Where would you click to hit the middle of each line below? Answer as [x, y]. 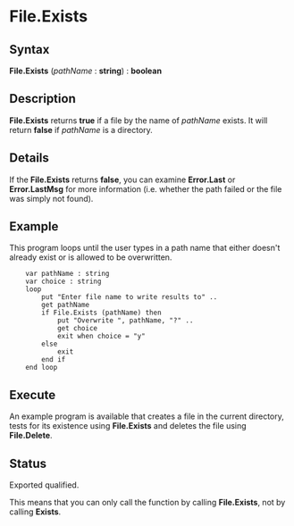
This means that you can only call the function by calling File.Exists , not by [147, 503]
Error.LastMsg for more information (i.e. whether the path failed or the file [146, 188]
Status [28, 463]
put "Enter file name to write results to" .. [130, 297]
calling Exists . [35, 512]
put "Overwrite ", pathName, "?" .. [125, 321]
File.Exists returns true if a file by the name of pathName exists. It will [139, 120]
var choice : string [63, 282]
